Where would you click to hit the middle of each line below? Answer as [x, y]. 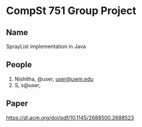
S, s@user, [27, 85]
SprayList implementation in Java [46, 46]
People [19, 65]
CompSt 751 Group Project [71, 11]
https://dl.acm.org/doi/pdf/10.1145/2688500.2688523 [70, 118]
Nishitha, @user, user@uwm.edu [54, 79]
